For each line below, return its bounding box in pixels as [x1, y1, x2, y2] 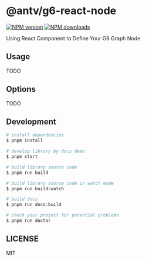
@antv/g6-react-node [6, 4, 117, 18]
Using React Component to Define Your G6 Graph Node [6, 35, 141, 42]
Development [6, 116, 57, 126]
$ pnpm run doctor [6, 218, 51, 224]
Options [6, 84, 36, 94]
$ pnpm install [6, 138, 43, 144]
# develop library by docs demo [6, 148, 85, 154]
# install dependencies [6, 132, 64, 138]
